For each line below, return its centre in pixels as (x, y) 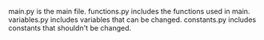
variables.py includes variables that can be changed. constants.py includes (132, 20)
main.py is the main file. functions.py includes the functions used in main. (129, 11)
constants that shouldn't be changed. (70, 28)
